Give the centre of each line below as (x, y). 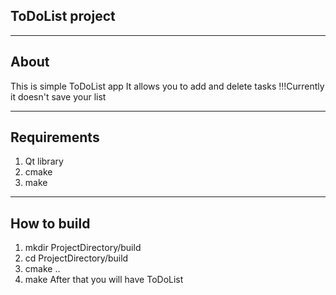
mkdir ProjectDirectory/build (83, 248)
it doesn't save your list (58, 96)
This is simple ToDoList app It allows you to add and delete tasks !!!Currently (167, 86)
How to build (50, 223)
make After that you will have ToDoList (104, 280)
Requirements (55, 137)
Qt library (44, 161)
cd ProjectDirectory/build (76, 258)
